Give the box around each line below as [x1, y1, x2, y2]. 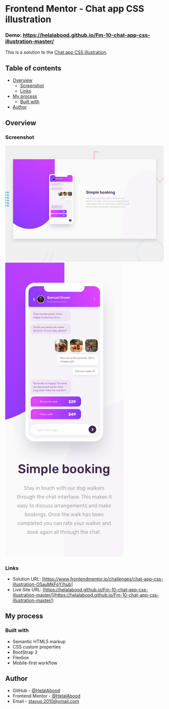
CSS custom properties [12, 644, 61, 650]
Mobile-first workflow [12, 660, 58, 666]
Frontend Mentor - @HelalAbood [12, 693, 80, 699]
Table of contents [5, 64, 61, 72]
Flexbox [12, 654, 29, 660]
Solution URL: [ [12, 576, 44, 582]
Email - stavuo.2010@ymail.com [12, 698, 79, 704]
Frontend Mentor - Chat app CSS [5, 3, 144, 15]
